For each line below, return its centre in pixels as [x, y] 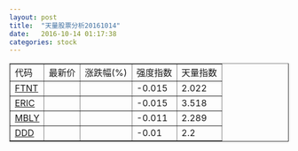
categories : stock [43, 42]
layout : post [33, 17]
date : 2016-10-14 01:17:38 [63, 34]
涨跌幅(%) [106, 73]
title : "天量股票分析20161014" [65, 26]
